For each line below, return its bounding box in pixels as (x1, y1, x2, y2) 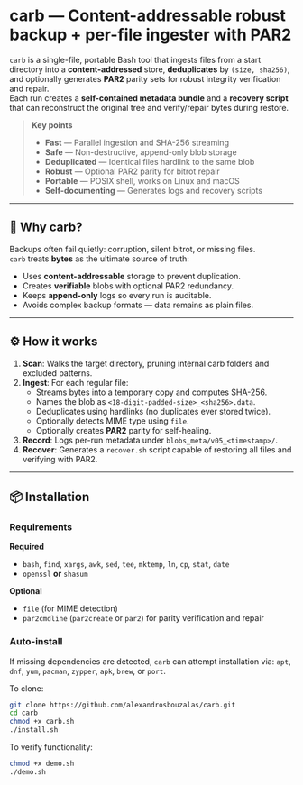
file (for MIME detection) (22, 603, 119, 614)
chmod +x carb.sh (9, 717, 75, 726)
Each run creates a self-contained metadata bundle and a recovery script (9, 92, 289, 104)
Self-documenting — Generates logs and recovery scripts (44, 185, 263, 196)
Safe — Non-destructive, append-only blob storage (44, 146, 237, 158)
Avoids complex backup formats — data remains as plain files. (22, 299, 254, 310)
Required (9, 542, 45, 552)
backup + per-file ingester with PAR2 (9, 24, 292, 45)
